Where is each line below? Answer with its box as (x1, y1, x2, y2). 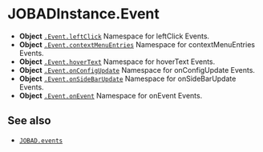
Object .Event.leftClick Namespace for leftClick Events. (18, 31, 210, 41)
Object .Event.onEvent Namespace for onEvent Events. (18, 90, 203, 100)
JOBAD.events (18, 137, 63, 145)
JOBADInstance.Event (7, 5, 160, 23)
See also (7, 114, 51, 128)
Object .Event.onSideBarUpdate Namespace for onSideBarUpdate (18, 74, 237, 83)
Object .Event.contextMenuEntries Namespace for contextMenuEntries (18, 39, 256, 49)
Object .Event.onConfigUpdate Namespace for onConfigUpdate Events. (18, 65, 256, 74)
